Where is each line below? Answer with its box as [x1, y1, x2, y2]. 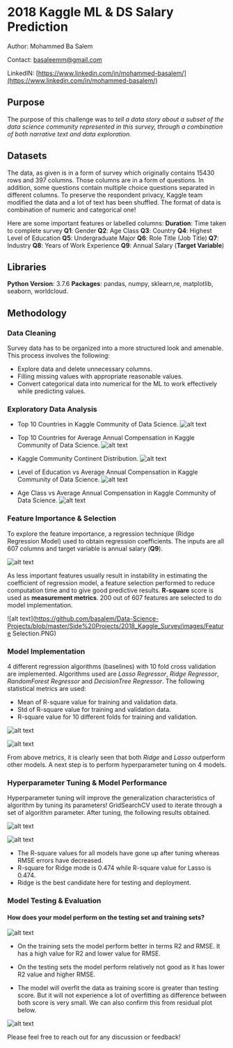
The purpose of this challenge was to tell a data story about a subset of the [7, 115, 224, 123]
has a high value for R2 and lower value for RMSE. [17, 949, 161, 958]
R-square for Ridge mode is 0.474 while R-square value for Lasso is [17, 864, 211, 872]
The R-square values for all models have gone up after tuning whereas [17, 849, 220, 857]
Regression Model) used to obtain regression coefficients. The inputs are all [7, 537, 225, 545]
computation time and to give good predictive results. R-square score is [7, 586, 214, 594]
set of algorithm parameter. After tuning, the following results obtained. [7, 809, 211, 817]
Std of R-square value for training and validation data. [17, 705, 172, 713]
